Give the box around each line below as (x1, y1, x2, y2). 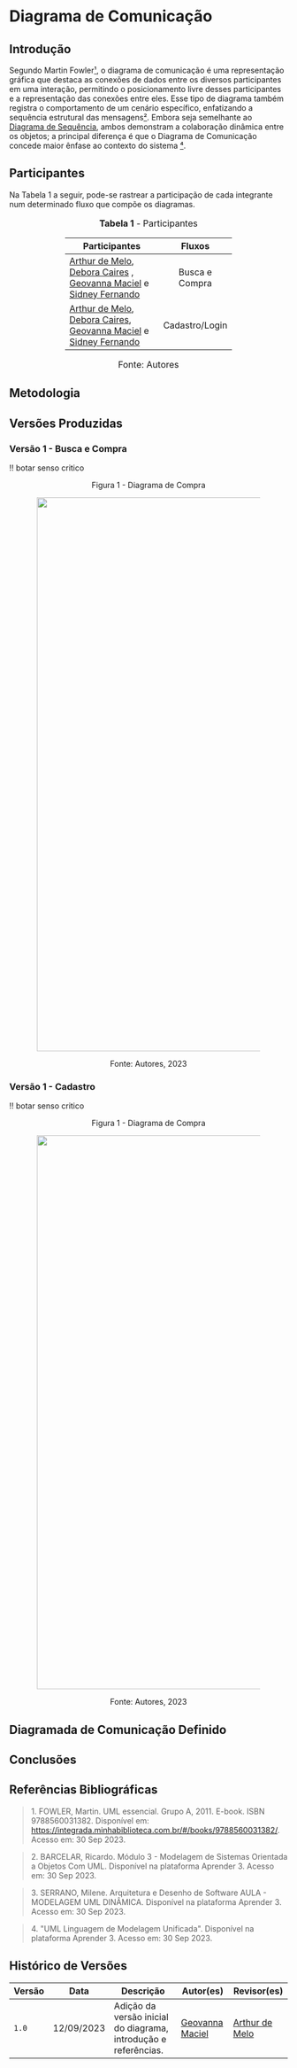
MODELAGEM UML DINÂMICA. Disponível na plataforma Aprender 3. (30, 1896, 282, 1907)
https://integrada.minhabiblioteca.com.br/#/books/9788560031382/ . (30, 1824, 280, 1835)
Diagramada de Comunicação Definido (9, 1722, 227, 1738)
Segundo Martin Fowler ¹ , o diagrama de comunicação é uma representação (9, 65, 285, 75)
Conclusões (9, 1752, 77, 1767)
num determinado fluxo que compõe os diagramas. (9, 198, 196, 209)
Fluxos (180, 239, 210, 252)
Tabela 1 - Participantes (99, 217, 198, 229)
